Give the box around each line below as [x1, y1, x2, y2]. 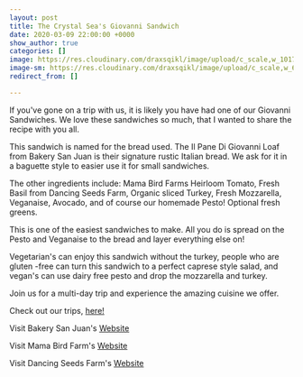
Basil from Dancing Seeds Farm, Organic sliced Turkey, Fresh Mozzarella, [9, 187, 282, 198]
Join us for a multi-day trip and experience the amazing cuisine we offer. [9, 288, 280, 299]
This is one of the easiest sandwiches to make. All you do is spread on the [9, 224, 285, 234]
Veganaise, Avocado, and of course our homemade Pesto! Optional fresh [9, 197, 280, 207]
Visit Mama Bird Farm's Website [9, 340, 128, 351]
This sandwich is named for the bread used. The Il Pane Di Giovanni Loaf [9, 141, 280, 152]
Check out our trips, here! [9, 305, 106, 316]
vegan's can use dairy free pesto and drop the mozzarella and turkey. [9, 270, 268, 280]
